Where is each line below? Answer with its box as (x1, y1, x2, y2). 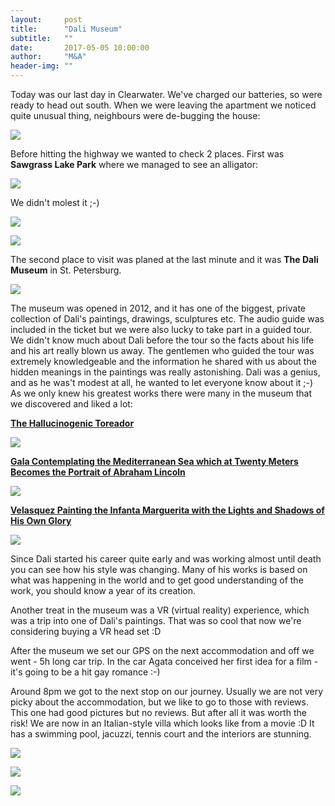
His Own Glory (10, 515, 72, 526)
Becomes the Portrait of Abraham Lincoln (10, 466, 186, 478)
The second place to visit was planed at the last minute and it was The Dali (10, 254, 319, 265)
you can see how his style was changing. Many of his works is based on (10, 564, 308, 575)
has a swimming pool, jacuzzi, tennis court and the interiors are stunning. (10, 728, 312, 740)
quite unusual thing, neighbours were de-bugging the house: (10, 110, 261, 121)
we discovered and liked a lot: (10, 398, 133, 410)
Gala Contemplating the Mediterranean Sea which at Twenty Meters (10, 456, 299, 467)
